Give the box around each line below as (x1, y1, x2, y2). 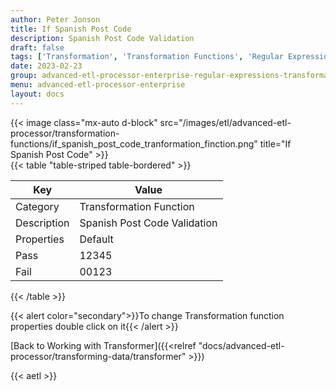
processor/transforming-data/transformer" (10, 350, 187, 362)
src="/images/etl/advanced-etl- (159, 116, 292, 128)
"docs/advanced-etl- (198, 339, 285, 351)
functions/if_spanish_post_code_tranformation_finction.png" (10, 137, 258, 150)
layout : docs (10, 89, 65, 99)
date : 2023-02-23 (10, 61, 83, 71)
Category (15, 199, 60, 213)
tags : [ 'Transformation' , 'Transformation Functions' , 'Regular (10, 52, 284, 62)
